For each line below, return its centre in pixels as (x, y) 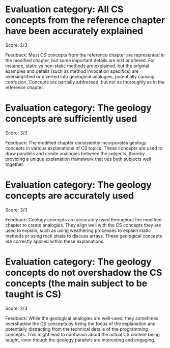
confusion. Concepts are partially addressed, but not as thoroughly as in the (85, 82)
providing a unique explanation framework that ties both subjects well (78, 159)
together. (15, 164)
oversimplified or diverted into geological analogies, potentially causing (80, 76)
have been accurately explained (74, 31)
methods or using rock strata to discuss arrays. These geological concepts (84, 236)
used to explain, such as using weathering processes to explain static (78, 230)
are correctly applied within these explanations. (55, 241)
